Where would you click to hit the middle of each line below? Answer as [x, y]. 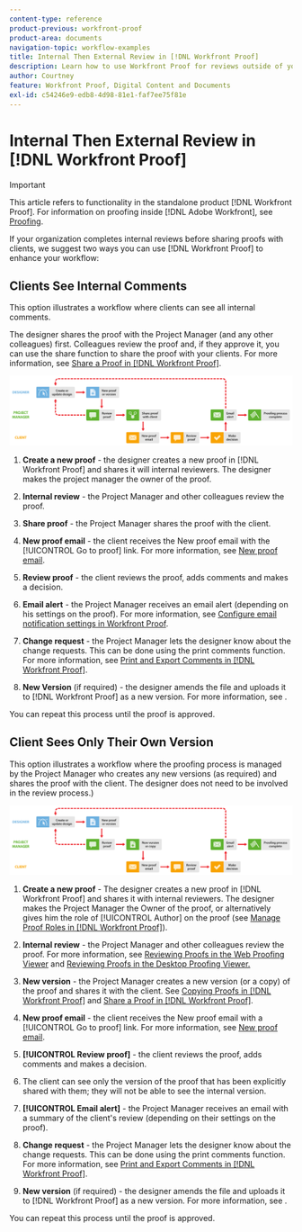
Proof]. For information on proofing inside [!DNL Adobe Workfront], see [141, 211]
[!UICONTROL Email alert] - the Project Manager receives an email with [155, 1109]
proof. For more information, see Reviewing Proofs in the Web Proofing [153, 955]
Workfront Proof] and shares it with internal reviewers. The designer [148, 899]
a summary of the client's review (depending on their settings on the [149, 1118]
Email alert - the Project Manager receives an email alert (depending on [155, 604]
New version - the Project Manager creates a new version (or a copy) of [156, 982]
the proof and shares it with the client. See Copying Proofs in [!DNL [147, 991]
